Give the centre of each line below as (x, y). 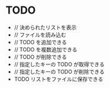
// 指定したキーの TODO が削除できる (59, 71)
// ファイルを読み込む (40, 35)
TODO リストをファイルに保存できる (59, 79)
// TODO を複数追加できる (46, 49)
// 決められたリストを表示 (45, 27)
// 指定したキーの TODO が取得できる (59, 64)
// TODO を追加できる (41, 42)
